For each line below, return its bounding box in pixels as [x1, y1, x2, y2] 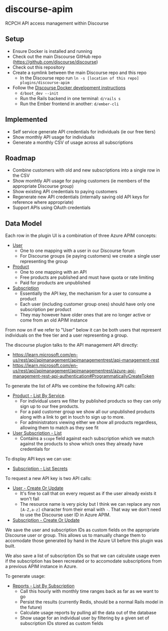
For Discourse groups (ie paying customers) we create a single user [20, 253, 160, 259]
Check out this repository [12, 64, 65, 70]
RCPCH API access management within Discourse [5, 20, 109, 26]
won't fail [20, 496, 39, 502]
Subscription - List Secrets [12, 465, 68, 471]
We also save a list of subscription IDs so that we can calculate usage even [5, 553, 160, 559]
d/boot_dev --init [20, 91, 59, 96]
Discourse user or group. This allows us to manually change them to [5, 532, 146, 538]
